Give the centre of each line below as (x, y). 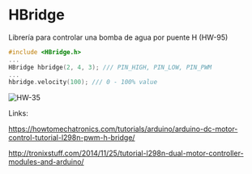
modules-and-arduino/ (46, 162)
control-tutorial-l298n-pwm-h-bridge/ (72, 138)
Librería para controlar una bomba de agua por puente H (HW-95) (118, 37)
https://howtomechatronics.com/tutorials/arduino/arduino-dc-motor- (123, 129)
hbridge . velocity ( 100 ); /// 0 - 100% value (83, 83)
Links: (18, 113)
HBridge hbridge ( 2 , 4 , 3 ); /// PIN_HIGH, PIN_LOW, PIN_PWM (110, 67)
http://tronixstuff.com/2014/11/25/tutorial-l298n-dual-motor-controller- (126, 153)
